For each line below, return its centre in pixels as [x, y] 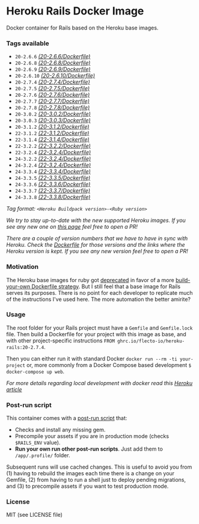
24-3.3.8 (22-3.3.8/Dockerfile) [53, 197]
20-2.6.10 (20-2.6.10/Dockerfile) [55, 76]
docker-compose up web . [35, 371]
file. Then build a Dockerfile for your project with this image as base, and [96, 334]
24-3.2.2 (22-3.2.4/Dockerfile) [53, 159]
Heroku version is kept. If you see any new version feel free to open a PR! [97, 251]
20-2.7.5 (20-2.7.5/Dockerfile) [52, 88]
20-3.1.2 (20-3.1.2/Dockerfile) [52, 127]
